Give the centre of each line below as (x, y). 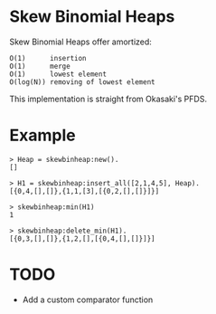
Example (42, 135)
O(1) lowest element (58, 74)
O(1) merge (40, 66)
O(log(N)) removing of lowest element (82, 82)
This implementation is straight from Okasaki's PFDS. (108, 99)
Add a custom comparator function (88, 300)
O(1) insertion (48, 58)
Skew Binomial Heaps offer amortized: (80, 42)
